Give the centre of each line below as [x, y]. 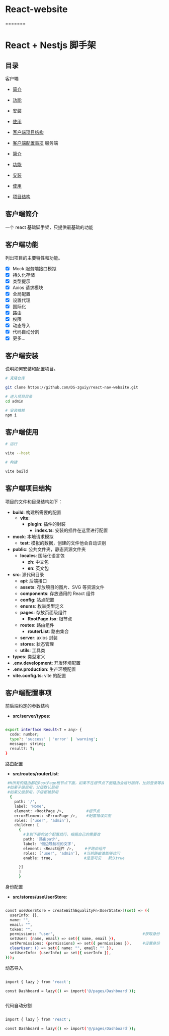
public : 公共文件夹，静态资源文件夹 [49, 549]
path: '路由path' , [42, 840]
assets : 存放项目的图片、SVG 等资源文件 [62, 587]
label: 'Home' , [30, 806]
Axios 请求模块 [28, 287]
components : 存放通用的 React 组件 [57, 593]
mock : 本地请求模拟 [33, 536]
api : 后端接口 [33, 581]
